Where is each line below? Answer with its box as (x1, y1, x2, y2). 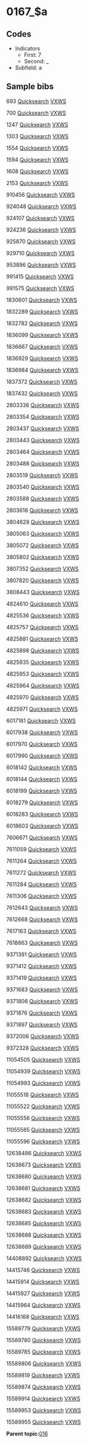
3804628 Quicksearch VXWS (6, 518, 80, 525)
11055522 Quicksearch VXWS (6, 1103, 80, 1110)
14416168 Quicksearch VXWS (6, 1313, 80, 1320)
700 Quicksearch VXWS (6, 109, 66, 116)
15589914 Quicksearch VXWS (6, 1395, 80, 1402)
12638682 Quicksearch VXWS (6, 1196, 81, 1204)
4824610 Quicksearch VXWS (6, 600, 79, 607)
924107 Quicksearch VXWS (6, 214, 75, 221)
